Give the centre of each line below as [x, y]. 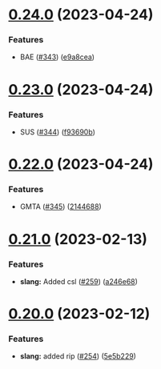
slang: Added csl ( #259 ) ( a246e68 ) [79, 281]
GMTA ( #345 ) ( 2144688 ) [60, 207]
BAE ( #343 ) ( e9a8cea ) [57, 57]
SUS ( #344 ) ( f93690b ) [58, 132]
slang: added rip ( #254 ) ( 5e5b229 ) [78, 356]
